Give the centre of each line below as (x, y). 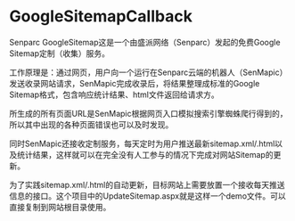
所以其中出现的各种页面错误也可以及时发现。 (91, 124)
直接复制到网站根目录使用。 (60, 207)
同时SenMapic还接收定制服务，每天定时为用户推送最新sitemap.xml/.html (142, 143)
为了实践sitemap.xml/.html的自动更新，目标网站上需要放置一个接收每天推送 (147, 184)
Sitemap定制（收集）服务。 (59, 53)
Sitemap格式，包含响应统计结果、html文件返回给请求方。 (115, 94)
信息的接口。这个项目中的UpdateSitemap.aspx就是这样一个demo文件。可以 (148, 196)
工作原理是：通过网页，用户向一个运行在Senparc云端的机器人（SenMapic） (148, 72)
